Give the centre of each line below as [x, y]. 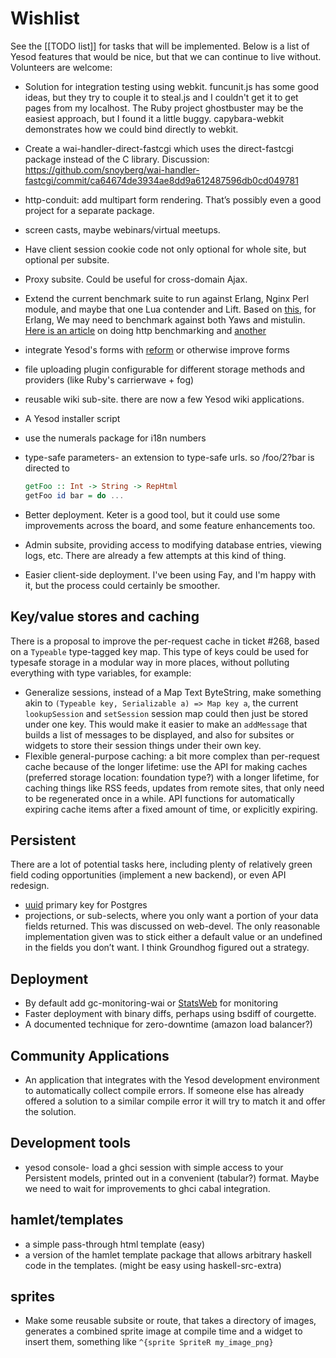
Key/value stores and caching [105, 617]
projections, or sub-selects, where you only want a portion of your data [171, 916]
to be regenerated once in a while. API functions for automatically [159, 798]
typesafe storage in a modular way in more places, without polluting [150, 662]
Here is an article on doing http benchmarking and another [145, 330]
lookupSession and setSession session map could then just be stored [166, 713]
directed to [47, 468]
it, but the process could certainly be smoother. [122, 585]
